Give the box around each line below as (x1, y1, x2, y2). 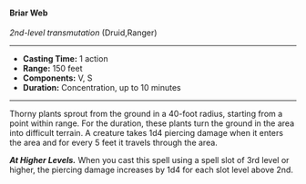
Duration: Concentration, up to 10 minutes (22, 82, 181, 93)
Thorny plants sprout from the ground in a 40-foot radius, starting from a (9, 109, 283, 120)
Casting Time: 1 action (22, 53, 108, 64)
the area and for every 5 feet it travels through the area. (9, 137, 219, 149)
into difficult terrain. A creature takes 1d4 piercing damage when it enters (9, 128, 284, 139)
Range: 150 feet (22, 63, 84, 74)
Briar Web (9, 7, 48, 18)
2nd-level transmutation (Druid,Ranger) (9, 27, 158, 38)
